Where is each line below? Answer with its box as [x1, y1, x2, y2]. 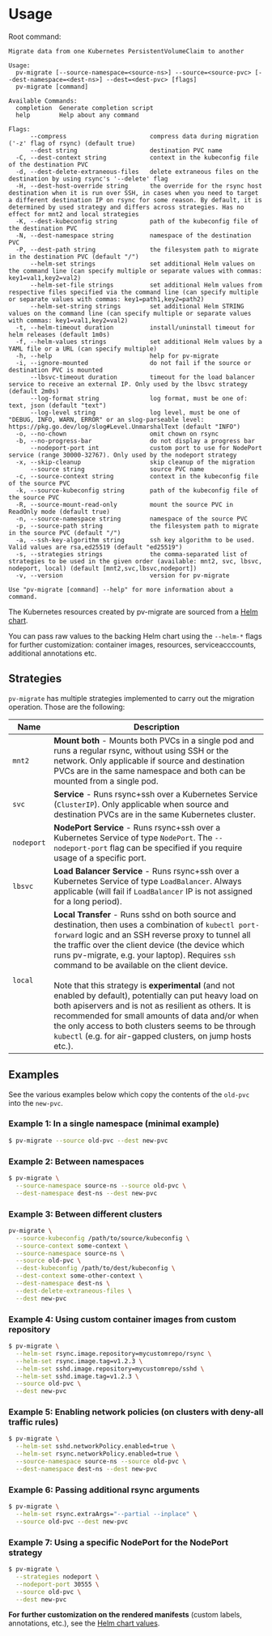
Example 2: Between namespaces [8, 1155, 144, 1166]
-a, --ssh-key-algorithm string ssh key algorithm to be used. [15, 536, 255, 544]
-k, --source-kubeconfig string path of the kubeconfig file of [15, 487, 259, 495]
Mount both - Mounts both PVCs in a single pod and [53, 734, 255, 746]
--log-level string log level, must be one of [29, 408, 241, 417]
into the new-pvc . [8, 1098, 63, 1107]
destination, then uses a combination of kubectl [53, 919, 235, 930]
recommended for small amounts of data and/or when [53, 1009, 259, 1021]
